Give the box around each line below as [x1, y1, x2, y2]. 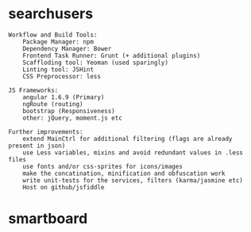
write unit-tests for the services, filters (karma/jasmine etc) [22, 176, 244, 184]
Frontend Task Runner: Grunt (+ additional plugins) [22, 51, 201, 59]
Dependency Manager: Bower [22, 44, 112, 52]
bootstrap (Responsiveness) [22, 107, 115, 115]
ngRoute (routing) [22, 100, 83, 108]
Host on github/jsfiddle [22, 183, 105, 191]
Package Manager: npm [22, 37, 94, 46]
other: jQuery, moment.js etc [22, 114, 123, 122]
